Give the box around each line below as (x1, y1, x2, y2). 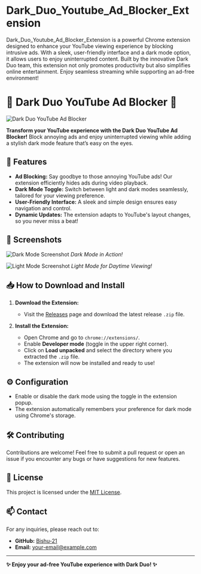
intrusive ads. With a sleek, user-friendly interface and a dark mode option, (6, 49, 191, 56)
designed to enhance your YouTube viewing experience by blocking (6, 43, 173, 50)
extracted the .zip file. (23, 353, 80, 360)
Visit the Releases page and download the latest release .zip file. (23, 311, 185, 318)
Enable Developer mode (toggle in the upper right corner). (23, 340, 169, 348)
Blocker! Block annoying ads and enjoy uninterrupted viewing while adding (6, 133, 191, 140)
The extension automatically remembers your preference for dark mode (14, 406, 192, 413)
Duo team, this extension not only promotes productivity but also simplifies (6, 61, 191, 69)
